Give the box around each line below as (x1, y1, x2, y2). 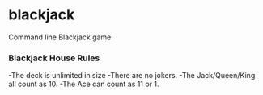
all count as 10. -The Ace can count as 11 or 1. (8, 79, 159, 89)
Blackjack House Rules (8, 52, 100, 64)
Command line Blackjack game (8, 32, 112, 42)
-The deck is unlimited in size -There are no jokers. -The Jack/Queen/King (8, 71, 256, 81)
